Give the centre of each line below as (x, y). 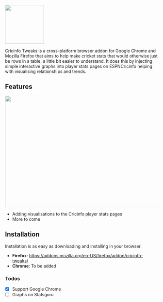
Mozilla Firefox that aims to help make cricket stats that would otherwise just (81, 56)
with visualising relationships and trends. (46, 71)
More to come (26, 219)
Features (19, 87)
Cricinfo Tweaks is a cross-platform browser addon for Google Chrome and (81, 51)
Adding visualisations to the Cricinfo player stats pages (67, 214)
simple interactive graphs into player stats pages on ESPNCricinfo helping (79, 66)
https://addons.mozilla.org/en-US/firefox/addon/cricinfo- (86, 255)
